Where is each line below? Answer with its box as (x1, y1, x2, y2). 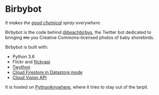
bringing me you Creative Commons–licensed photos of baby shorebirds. (5, 34, 155, 40)
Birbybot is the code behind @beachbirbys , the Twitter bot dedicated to (5, 29, 152, 35)
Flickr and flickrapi (12, 59, 51, 64)
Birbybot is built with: (5, 44, 49, 50)
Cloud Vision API (12, 74, 47, 80)
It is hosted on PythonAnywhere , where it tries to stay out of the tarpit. (5, 84, 149, 90)
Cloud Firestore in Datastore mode (12, 69, 83, 75)
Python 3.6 (12, 53, 35, 60)
